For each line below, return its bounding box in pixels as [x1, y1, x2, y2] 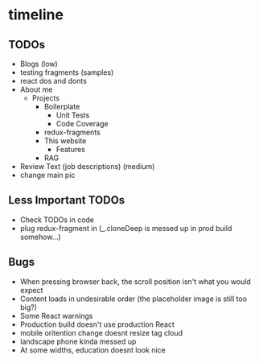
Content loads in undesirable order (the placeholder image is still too [19, 294, 248, 303]
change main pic [19, 171, 76, 179]
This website [43, 136, 87, 146]
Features [55, 145, 86, 154]
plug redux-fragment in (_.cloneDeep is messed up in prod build [19, 223, 232, 233]
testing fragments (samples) [19, 68, 114, 77]
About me [19, 85, 53, 94]
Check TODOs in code [19, 215, 95, 225]
